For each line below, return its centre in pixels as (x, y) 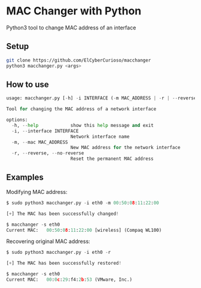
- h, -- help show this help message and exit (83, 125)
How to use (28, 84)
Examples (25, 178)
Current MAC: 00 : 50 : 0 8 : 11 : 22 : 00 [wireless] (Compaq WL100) (84, 230)
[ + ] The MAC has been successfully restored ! (64, 263)
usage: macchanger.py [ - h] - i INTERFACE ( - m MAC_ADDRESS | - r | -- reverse (101, 98)
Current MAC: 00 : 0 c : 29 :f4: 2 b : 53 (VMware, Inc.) (69, 280)
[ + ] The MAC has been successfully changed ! (63, 214)
